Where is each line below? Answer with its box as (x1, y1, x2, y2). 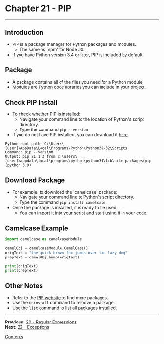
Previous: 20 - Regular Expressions (5, 319, 77, 325)
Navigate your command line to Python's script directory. (19, 194, 135, 200)
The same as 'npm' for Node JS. (19, 46, 85, 52)
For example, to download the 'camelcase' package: (12, 189, 118, 195)
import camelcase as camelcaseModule (5, 237, 82, 242)
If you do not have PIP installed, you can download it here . (12, 132, 129, 138)
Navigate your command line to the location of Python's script (19, 116, 144, 122)
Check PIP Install (5, 98, 58, 107)
